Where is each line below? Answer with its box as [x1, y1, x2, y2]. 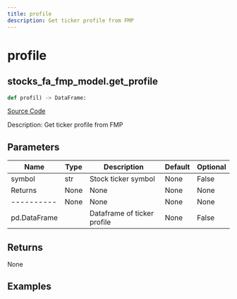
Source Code [7, 107, 46, 115]
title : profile [7, 10, 52, 18]
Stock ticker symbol [89, 174, 155, 184]
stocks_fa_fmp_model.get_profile [7, 76, 159, 88]
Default [164, 162, 190, 172]
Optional [196, 162, 226, 172]
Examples [7, 281, 51, 293]
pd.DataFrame [11, 213, 59, 223]
